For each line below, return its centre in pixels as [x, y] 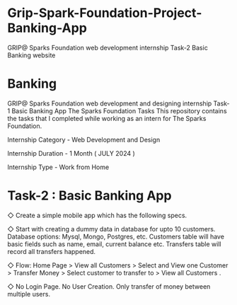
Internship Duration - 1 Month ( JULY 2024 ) [71, 153]
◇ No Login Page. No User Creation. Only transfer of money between [109, 286]
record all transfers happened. [52, 251]
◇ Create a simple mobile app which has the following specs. [97, 215]
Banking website [31, 55]
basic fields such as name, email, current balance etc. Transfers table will [114, 244]
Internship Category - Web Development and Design [84, 139]
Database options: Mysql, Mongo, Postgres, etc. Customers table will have [116, 236]
